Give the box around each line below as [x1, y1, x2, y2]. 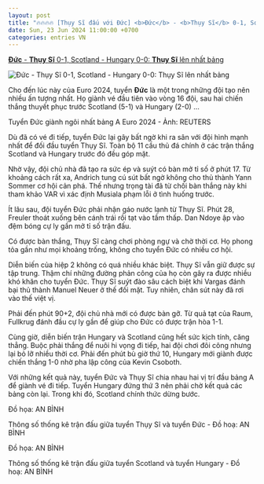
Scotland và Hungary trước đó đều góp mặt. [8, 149, 151, 159]
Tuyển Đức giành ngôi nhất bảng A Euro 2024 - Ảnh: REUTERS [8, 117, 211, 126]
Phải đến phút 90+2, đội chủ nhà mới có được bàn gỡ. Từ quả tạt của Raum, [8, 309, 253, 318]
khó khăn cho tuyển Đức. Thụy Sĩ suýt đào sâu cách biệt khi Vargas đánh [8, 277, 246, 287]
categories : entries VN [8, 33, 86, 42]
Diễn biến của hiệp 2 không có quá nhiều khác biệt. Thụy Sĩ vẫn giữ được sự [8, 260, 255, 269]
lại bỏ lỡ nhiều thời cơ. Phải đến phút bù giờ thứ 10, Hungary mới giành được [8, 349, 253, 358]
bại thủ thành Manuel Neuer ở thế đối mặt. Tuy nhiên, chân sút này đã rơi [8, 285, 244, 295]
